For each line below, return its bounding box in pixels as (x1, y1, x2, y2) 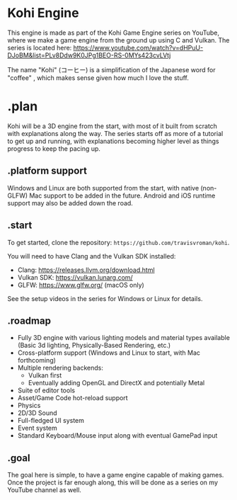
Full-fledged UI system (17, 416, 85, 425)
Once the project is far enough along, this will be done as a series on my (7, 478, 218, 487)
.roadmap (7, 314, 52, 326)
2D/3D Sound (17, 409, 58, 417)
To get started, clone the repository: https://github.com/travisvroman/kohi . (7, 238, 230, 246)
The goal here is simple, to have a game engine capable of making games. (7, 471, 224, 479)
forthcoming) (17, 356, 57, 365)
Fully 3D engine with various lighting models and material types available (17, 334, 230, 342)
